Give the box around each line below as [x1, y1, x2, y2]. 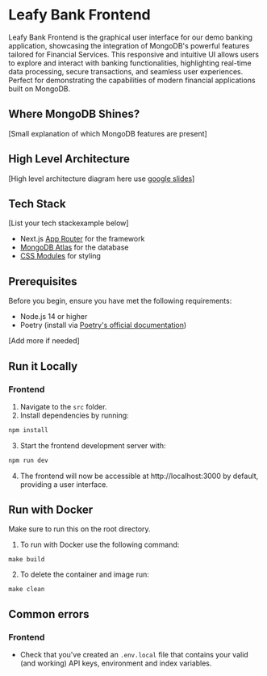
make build [8, 556, 45, 564]
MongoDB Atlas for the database [19, 242, 129, 252]
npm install [8, 426, 48, 434]
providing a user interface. [19, 479, 109, 489]
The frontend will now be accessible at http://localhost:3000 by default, [19, 471, 259, 481]
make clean [8, 586, 45, 594]
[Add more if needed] [8, 336, 81, 346]
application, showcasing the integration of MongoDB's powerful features [8, 40, 250, 50]
